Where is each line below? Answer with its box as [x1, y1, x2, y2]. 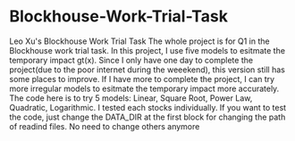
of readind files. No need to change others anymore [9, 120, 200, 131]
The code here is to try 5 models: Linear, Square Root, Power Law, [9, 92, 253, 104]
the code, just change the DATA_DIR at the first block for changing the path [9, 112, 286, 122]
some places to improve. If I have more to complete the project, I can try [9, 73, 275, 84]
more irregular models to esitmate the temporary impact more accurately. [9, 83, 280, 94]
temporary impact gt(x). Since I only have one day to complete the [9, 54, 253, 65]
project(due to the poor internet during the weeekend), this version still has [9, 64, 286, 75]
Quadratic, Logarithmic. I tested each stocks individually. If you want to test [9, 102, 287, 112]
